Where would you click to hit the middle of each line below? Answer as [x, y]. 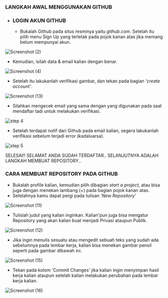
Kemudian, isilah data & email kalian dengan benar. [65, 62]
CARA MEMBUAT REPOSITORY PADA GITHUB [61, 174]
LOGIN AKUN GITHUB [39, 20]
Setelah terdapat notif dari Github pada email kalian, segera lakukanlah [86, 131]
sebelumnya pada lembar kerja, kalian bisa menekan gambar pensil [82, 245]
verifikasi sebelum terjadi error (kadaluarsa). [58, 136]
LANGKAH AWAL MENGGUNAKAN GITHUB [59, 7]
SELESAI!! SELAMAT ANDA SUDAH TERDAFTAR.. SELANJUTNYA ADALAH [82, 156]
